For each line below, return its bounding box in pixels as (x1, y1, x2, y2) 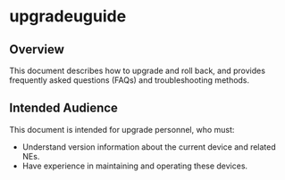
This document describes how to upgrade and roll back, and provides (9, 65, 266, 76)
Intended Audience (9, 101, 119, 116)
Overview (9, 42, 65, 57)
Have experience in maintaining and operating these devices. (21, 160, 248, 171)
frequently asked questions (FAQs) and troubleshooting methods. (9, 75, 250, 86)
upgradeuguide (9, 6, 127, 27)
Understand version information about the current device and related (21, 141, 277, 152)
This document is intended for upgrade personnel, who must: (9, 124, 235, 135)
